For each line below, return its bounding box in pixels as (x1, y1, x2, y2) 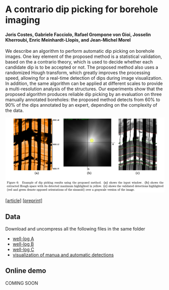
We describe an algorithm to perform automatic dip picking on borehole (5, 48, 155, 54)
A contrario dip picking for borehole (5, 4, 158, 15)
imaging (5, 14, 40, 26)
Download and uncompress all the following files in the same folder (5, 225, 146, 232)
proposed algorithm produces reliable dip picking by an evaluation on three (5, 91, 162, 98)
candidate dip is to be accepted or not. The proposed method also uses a (5, 65, 158, 71)
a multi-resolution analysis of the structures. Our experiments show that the (5, 86, 163, 92)
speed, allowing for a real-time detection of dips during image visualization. (5, 75, 163, 81)
